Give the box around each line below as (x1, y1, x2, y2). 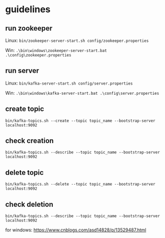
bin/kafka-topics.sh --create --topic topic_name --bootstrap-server (5, 118, 156, 123)
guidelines (5, 4, 51, 15)
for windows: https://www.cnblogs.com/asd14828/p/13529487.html (5, 227, 146, 233)
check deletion (5, 200, 53, 208)
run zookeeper (5, 24, 53, 33)
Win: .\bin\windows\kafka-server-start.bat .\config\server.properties (5, 90, 159, 96)
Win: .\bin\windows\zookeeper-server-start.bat (5, 47, 107, 53)
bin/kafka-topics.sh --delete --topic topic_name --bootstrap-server (5, 182, 156, 187)
